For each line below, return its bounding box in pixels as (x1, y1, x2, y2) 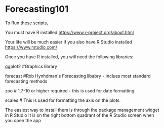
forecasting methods (5, 78, 48, 84)
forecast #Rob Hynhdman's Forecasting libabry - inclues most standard (5, 73, 151, 79)
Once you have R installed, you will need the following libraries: (5, 53, 134, 60)
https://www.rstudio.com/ (5, 44, 58, 50)
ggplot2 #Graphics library (5, 63, 58, 69)
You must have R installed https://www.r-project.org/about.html (5, 29, 134, 35)
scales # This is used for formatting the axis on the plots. (5, 97, 121, 103)
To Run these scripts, (5, 20, 48, 26)
